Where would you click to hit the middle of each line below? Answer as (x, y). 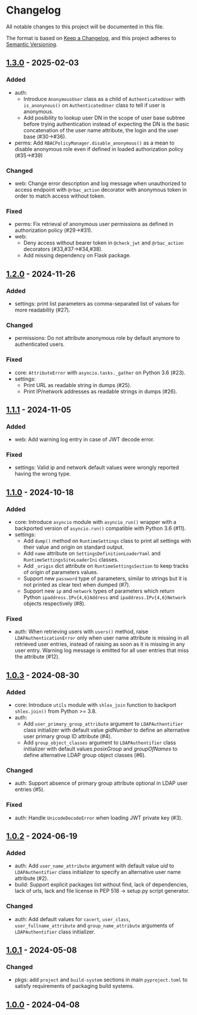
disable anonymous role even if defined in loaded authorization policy (99, 149)
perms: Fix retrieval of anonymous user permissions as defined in (94, 224)
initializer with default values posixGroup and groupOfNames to (100, 749)
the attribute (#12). (37, 657)
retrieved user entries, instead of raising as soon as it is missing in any (100, 644)
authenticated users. (39, 344)
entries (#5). (30, 790)
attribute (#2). (31, 878)
